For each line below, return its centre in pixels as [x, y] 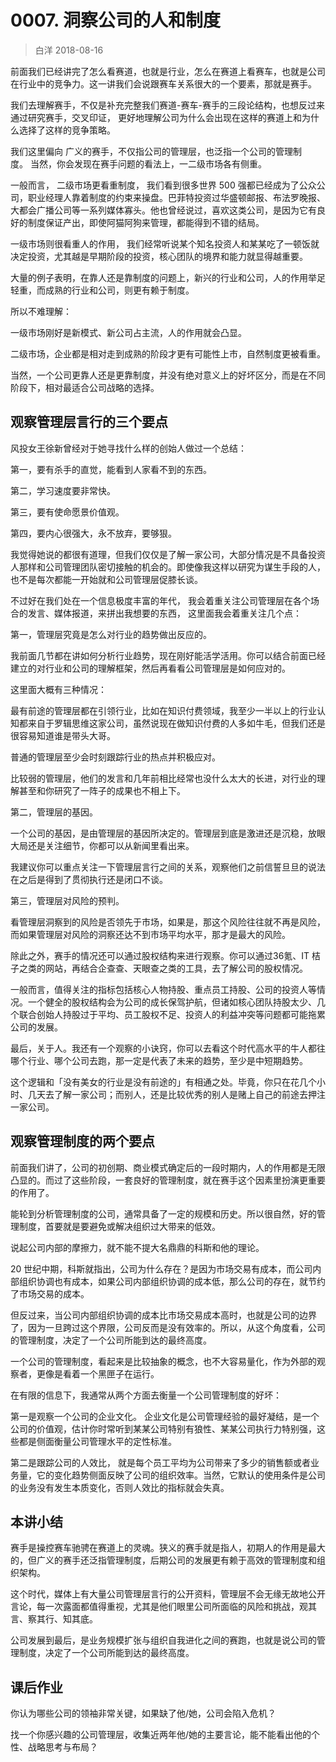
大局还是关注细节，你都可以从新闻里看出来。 [102, 845]
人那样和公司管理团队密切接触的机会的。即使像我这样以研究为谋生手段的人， [168, 567]
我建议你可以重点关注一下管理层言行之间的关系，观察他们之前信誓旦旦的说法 [168, 867]
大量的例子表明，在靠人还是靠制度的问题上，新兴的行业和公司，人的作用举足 [168, 277]
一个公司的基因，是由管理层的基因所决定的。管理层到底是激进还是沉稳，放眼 [168, 833]
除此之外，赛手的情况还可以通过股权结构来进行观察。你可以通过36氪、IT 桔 [166, 955]
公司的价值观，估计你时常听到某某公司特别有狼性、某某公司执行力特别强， [163, 1428]
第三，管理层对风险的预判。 [67, 900]
